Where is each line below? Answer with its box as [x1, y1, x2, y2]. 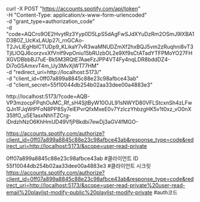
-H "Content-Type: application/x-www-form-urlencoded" [6, 11, 147, 19]
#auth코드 [153, 189, 178, 196]
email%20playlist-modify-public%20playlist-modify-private [6, 189, 153, 196]
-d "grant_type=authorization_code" [6, 18, 96, 25]
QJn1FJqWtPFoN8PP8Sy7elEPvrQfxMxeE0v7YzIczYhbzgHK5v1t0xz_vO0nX [6, 106, 192, 112]
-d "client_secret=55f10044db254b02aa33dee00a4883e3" [6, 81, 153, 88]
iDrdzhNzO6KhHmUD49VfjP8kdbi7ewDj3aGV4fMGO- [6, 118, 139, 125]
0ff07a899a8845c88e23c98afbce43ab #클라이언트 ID [6, 155, 139, 162]
